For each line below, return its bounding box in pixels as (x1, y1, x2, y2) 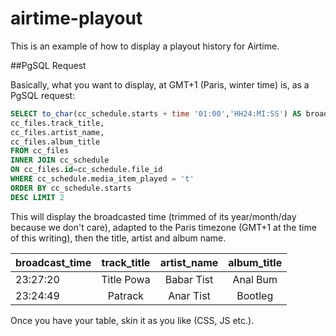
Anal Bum (232, 272, 278, 286)
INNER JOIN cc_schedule (10, 155, 110, 166)
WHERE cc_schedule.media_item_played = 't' (10, 174, 195, 184)
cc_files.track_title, (10, 118, 105, 128)
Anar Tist (168, 288, 211, 302)
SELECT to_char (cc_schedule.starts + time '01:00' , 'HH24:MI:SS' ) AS (10, 108, 302, 119)
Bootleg (236, 288, 274, 302)
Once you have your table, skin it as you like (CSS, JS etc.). (10, 314, 255, 326)
